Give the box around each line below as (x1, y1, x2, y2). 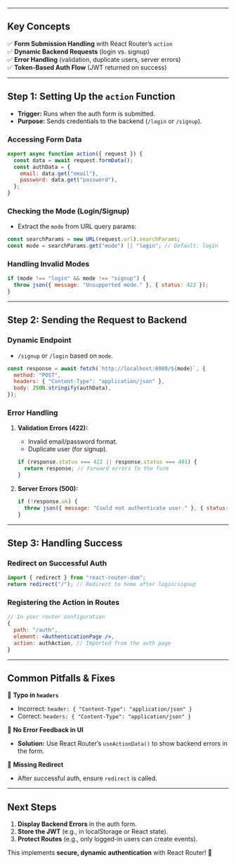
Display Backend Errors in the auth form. (17, 820, 137, 828)
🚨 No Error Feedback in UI (7, 726, 84, 734)
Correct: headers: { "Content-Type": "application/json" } (17, 712, 192, 720)
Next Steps (7, 801, 57, 813)
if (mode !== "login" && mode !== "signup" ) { (7, 275, 146, 282)
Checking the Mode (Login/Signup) (7, 206, 130, 215)
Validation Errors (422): (17, 424, 88, 432)
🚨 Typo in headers (7, 691, 59, 699)
